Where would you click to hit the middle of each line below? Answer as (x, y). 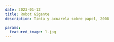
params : (13, 27)
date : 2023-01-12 (23, 10)
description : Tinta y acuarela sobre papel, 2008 (57, 19)
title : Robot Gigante (27, 14)
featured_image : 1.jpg (33, 32)
